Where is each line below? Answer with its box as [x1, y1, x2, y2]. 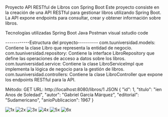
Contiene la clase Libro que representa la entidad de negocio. [5, 45, 133, 50]
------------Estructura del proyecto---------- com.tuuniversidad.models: [5, 39, 155, 45]
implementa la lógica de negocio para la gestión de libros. [5, 66, 125, 72]
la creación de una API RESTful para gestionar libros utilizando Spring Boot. [5, 9, 161, 15]
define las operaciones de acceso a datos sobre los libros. [5, 55, 126, 61]
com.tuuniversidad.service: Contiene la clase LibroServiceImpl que [5, 61, 144, 66]
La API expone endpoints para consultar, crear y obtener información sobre [5, 15, 161, 20]
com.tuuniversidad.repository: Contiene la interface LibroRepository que [5, 50, 154, 56]
